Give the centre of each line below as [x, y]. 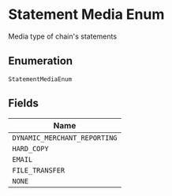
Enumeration [41, 61]
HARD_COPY [30, 148]
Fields [24, 104]
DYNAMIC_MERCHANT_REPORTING [65, 138]
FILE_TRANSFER [39, 170]
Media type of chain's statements [62, 36]
